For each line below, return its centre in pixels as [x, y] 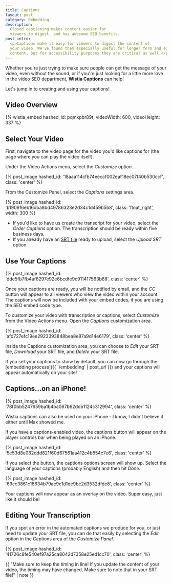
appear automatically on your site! [41, 372]
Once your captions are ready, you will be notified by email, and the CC [80, 289]
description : [19, 24]
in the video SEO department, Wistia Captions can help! [65, 79]
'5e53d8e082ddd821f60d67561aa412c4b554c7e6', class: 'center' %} [79, 453]
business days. [29, 234]
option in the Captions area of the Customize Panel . [60, 539]
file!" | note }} [20, 575]
